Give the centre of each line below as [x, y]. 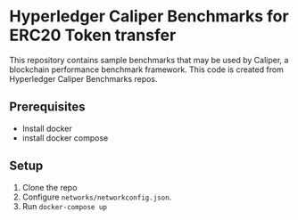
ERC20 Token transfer [93, 35]
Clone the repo [50, 187]
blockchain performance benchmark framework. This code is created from [146, 69]
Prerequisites [47, 107]
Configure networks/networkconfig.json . [97, 197]
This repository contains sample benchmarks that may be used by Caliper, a [149, 60]
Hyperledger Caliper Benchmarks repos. [83, 78]
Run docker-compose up [64, 206]
